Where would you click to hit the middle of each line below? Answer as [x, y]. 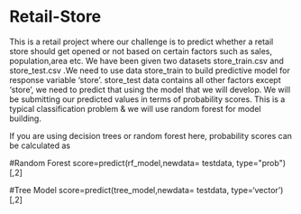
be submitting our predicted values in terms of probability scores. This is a [147, 99]
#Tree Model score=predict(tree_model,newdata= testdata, [119, 190]
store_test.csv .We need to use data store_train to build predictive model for [150, 70]
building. [26, 118]
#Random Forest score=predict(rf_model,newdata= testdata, [122, 163]
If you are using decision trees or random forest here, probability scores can [151, 135]
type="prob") [261, 163]
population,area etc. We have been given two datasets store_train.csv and [146, 60]
